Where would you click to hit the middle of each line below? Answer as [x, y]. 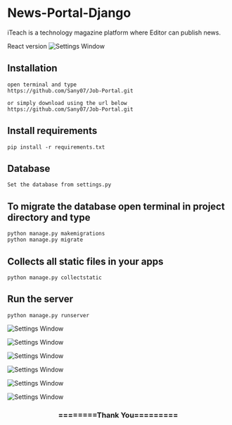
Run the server [40, 299]
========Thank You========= [118, 415]
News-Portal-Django [69, 13]
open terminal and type [42, 85]
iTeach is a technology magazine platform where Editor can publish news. [114, 32]
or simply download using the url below [67, 103]
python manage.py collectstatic [54, 278]
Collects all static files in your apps [85, 261]
